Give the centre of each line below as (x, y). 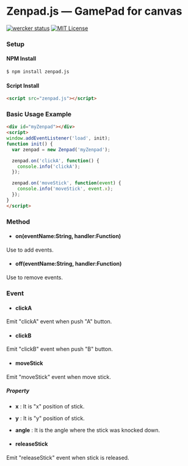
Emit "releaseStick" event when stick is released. (68, 457)
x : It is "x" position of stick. (50, 406)
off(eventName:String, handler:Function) (68, 264)
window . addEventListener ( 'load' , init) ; (59, 138)
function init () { (30, 144)
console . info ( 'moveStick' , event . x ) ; (65, 189)
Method (18, 222)
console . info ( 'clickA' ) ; (49, 167)
